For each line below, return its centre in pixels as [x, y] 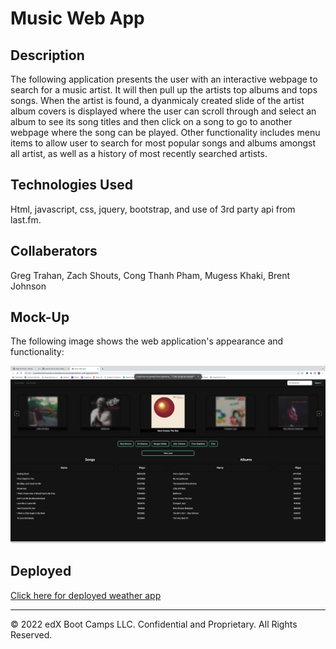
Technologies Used [71, 185]
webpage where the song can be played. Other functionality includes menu [165, 132]
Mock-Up [40, 317]
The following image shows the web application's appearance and [147, 341]
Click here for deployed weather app [86, 595]
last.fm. [26, 219]
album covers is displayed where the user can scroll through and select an [163, 111]
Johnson [28, 286]
